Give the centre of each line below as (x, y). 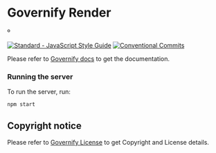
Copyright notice (44, 126)
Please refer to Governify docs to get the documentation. (88, 58)
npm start (21, 105)
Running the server (40, 76)
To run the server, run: (39, 92)
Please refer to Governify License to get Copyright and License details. (108, 143)
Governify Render (59, 13)
